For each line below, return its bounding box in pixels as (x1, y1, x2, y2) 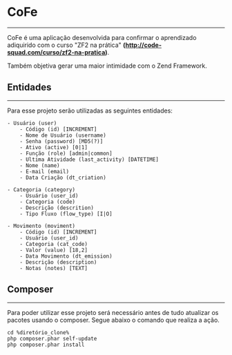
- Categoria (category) (7, 186, 76, 193)
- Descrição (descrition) (19, 204, 95, 211)
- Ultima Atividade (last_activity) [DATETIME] (19, 156, 159, 163)
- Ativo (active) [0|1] (19, 144, 88, 151)
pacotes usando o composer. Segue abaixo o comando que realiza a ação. (7, 316, 220, 324)
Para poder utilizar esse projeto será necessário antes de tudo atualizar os (7, 308, 219, 316)
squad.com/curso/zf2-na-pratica (7, 48, 106, 56)
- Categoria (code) (19, 198, 76, 205)
